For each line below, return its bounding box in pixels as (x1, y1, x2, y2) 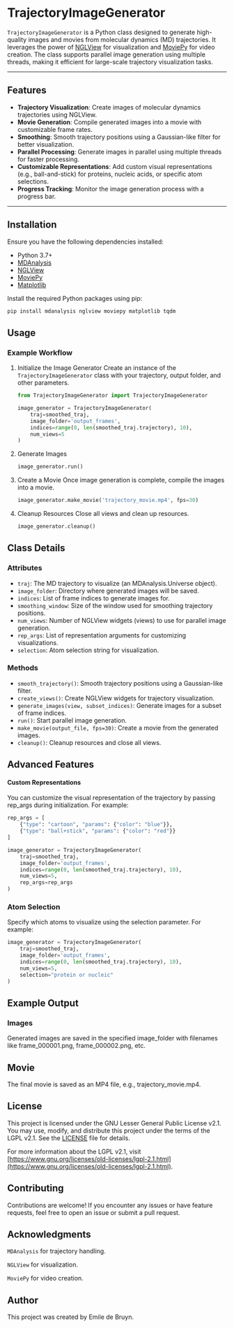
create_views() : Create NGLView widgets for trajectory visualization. (17, 693, 214, 702)
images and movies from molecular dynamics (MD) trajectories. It (28, 35, 216, 43)
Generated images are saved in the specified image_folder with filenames (7, 1034, 218, 1042)
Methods (7, 663, 38, 673)
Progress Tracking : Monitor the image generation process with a (17, 184, 204, 193)
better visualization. (17, 140, 75, 148)
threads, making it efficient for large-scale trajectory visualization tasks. (7, 57, 214, 66)
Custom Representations (7, 778, 81, 786)
